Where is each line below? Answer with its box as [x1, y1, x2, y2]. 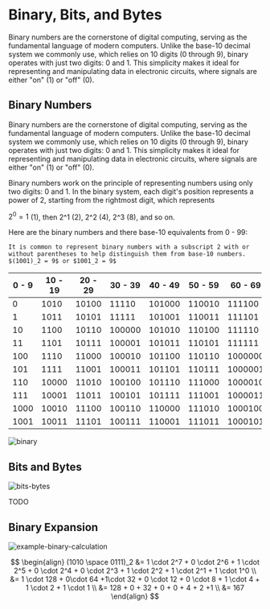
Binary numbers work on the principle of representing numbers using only [8, 178, 253, 187]
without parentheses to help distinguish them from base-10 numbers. [8, 250, 247, 258]
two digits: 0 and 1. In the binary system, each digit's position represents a [8, 187, 255, 196]
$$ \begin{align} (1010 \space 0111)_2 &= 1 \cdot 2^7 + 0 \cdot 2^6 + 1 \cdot [10, 558, 260, 567]
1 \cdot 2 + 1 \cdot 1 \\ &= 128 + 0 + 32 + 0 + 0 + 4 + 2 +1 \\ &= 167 [25, 583, 245, 593]
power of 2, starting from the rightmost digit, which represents [8, 195, 215, 204]
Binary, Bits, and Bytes [8, 6, 162, 24]
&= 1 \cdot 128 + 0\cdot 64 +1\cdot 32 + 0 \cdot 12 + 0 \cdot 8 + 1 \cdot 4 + [10, 574, 260, 584]
